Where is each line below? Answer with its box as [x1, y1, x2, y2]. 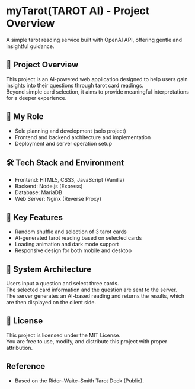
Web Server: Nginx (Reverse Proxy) [14, 195, 102, 202]
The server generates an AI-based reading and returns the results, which [6, 292, 185, 300]
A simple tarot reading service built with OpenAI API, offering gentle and [6, 36, 183, 43]
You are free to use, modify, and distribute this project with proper [6, 337, 168, 345]
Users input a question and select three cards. [6, 280, 119, 287]
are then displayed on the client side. [6, 299, 97, 306]
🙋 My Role [6, 111, 44, 122]
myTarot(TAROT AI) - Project [6, 4, 150, 18]
